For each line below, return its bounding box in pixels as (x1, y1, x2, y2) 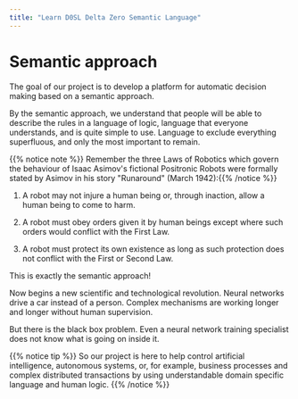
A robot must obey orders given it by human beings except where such (21, 216, 284, 228)
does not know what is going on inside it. (9, 333, 160, 344)
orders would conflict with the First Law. (21, 226, 170, 237)
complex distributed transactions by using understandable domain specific (9, 370, 284, 380)
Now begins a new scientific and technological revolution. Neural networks (9, 287, 285, 298)
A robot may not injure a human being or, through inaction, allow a (21, 189, 265, 201)
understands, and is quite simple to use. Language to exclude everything (9, 127, 277, 137)
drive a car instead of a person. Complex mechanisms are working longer (9, 296, 279, 308)
